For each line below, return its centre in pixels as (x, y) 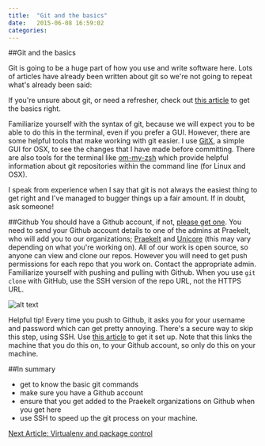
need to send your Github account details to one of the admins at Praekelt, (129, 231)
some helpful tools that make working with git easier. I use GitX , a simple (127, 141)
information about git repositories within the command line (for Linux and (127, 166)
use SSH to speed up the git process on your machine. (108, 418)
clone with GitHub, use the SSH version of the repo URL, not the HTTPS (125, 281)
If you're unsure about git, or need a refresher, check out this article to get (129, 101)
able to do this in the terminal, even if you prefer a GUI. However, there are (129, 132)
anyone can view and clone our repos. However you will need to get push (128, 256)
